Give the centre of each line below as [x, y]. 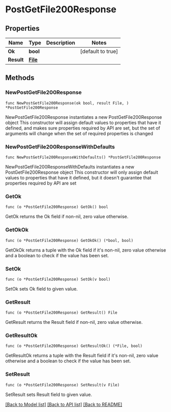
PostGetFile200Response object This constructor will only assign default [82, 172]
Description [61, 43]
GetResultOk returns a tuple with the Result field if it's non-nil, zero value [82, 356]
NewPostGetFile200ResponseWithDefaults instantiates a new [70, 167]
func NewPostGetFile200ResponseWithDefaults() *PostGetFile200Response [83, 157]
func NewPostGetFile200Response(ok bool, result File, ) [67, 103]
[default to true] [99, 51]
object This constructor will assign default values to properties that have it [83, 122]
